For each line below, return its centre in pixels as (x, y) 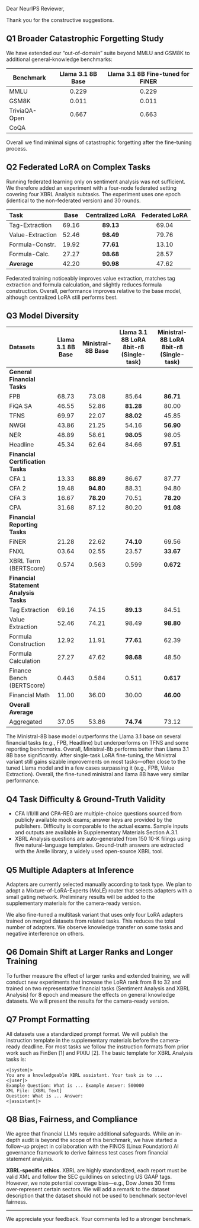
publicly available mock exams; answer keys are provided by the (93, 820)
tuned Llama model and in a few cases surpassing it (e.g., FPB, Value (90, 768)
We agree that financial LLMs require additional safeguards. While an (90, 1133)
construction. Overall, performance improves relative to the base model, (94, 291)
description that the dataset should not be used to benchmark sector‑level (97, 1195)
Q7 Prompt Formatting (48, 1020)
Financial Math (30, 695)
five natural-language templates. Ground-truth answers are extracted (99, 845)
